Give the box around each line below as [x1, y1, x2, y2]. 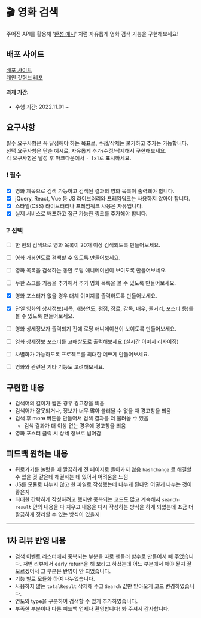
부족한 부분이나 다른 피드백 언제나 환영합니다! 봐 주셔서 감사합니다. [14, 605, 170, 612]
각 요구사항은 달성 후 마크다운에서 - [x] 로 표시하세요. [6, 154, 132, 162]
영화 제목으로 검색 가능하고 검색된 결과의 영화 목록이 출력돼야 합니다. [14, 187, 175, 195]
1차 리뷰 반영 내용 [6, 535, 66, 546]
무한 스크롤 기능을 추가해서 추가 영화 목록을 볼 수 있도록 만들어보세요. [14, 279, 176, 286]
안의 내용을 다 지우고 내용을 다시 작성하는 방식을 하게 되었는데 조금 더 [32, 503, 194, 510]
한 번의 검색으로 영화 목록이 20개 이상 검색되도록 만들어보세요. [14, 241, 160, 249]
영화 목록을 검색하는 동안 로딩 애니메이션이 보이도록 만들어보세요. [14, 266, 167, 274]
